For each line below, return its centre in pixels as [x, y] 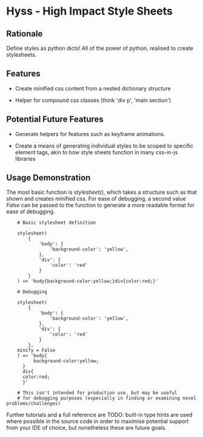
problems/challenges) [34, 404]
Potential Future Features [55, 119]
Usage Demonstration [48, 178]
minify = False [36, 351]
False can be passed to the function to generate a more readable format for [101, 205]
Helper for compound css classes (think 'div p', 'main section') [93, 100]
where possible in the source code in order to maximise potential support [98, 421]
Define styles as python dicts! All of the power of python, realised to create [100, 48]
